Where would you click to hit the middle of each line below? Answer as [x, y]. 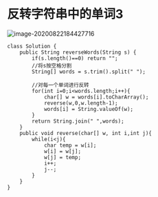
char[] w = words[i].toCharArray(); [96, 97]
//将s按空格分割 [52, 65]
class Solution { [32, 46]
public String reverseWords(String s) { [78, 52]
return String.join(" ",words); [78, 121]
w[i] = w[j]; [62, 151]
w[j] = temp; [62, 157]
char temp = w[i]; [70, 145]
